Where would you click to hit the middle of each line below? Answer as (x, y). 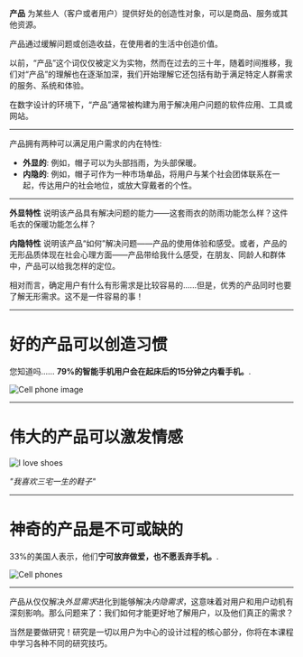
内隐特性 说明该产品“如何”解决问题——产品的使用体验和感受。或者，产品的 (148, 243)
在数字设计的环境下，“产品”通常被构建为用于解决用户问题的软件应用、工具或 (151, 105)
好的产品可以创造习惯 (89, 345)
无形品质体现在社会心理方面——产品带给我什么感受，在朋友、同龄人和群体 (147, 254)
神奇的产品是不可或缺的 (96, 530)
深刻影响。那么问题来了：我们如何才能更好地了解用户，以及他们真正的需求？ (151, 613)
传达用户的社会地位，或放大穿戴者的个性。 (117, 185)
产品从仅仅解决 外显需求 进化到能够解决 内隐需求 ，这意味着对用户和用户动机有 (151, 601)
